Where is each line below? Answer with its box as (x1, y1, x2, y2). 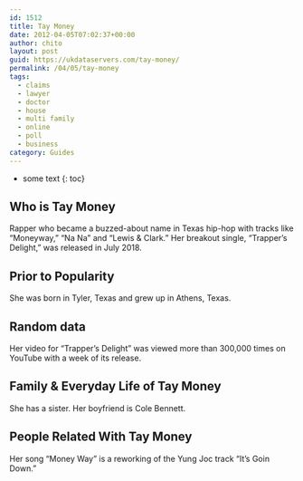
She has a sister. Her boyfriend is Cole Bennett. (9, 402, 186, 413)
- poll (17, 131, 43, 140)
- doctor (17, 97, 51, 107)
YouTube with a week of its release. (9, 352, 142, 363)
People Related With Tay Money (9, 429, 193, 445)
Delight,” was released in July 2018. (9, 242, 142, 254)
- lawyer (17, 89, 51, 98)
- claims (17, 81, 51, 90)
